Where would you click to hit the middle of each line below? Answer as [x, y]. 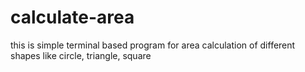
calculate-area [72, 17]
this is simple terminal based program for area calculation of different [153, 45]
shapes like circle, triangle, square [81, 55]
